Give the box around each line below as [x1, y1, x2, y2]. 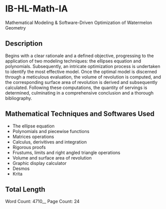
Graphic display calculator [12, 160, 67, 166]
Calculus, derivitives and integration [12, 138, 87, 145]
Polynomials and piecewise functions [12, 128, 90, 134]
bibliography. [5, 95, 33, 101]
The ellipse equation [12, 123, 55, 129]
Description [5, 39, 43, 48]
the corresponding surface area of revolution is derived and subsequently [5, 79, 158, 85]
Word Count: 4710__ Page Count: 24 [5, 198, 80, 204]
